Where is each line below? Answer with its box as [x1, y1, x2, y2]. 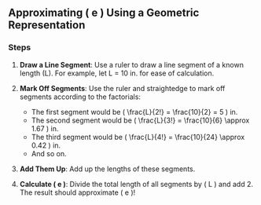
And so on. [31, 148, 67, 158]
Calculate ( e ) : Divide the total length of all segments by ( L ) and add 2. [19, 179, 254, 189]
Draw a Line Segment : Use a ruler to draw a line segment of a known [19, 60, 244, 69]
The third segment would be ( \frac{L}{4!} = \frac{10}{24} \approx [31, 132, 245, 141]
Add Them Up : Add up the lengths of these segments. [19, 164, 196, 174]
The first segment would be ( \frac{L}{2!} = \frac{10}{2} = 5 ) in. [31, 107, 238, 116]
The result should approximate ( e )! [19, 188, 136, 197]
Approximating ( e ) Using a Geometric [8, 6, 200, 20]
